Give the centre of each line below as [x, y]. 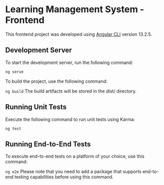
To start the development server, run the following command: [69, 63]
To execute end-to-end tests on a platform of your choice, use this [75, 157]
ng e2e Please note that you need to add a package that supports [73, 172]
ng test [13, 129]
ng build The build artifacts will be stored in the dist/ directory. [71, 91]
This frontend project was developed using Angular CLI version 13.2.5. [79, 34]
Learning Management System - [75, 9]
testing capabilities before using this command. [64, 177]
